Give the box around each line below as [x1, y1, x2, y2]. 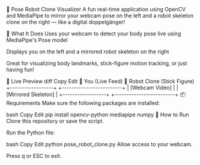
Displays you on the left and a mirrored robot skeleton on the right [6, 48, 169, 55]
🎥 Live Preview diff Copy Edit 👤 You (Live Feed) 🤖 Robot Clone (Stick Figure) [6, 78, 195, 85]
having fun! [6, 66, 34, 73]
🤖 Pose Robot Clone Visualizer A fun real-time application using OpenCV [6, 6, 186, 13]
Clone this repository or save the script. [6, 118, 104, 124]
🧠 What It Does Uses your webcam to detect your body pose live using [6, 30, 181, 37]
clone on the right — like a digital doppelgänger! [6, 19, 126, 25]
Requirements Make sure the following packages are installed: [6, 100, 160, 106]
